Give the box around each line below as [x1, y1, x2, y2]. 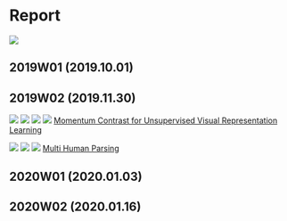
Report [9, 5, 61, 26]
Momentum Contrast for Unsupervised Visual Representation [53, 115, 278, 126]
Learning [9, 125, 43, 135]
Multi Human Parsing [42, 143, 119, 154]
